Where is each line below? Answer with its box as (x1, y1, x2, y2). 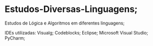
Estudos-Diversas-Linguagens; (4, 3, 138, 15)
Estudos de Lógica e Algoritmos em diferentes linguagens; (4, 20, 125, 26)
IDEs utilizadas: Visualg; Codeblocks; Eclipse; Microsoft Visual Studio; (4, 29, 148, 35)
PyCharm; (4, 35, 25, 41)
